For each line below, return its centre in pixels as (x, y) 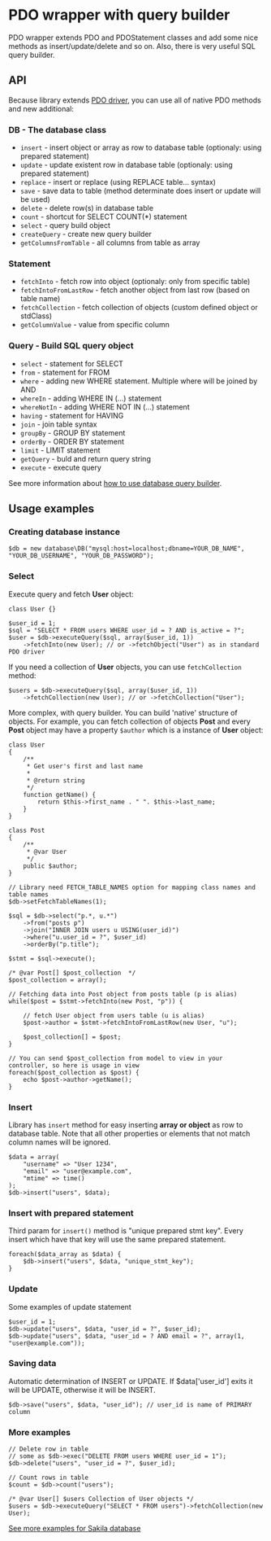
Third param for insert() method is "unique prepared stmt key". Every (126, 1231)
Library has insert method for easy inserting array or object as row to (126, 1124)
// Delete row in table (49, 1449)
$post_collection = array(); (58, 980)
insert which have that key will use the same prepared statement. (117, 1240)
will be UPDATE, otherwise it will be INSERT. (82, 1390)
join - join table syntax (58, 424)
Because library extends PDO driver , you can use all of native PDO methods (135, 100)
